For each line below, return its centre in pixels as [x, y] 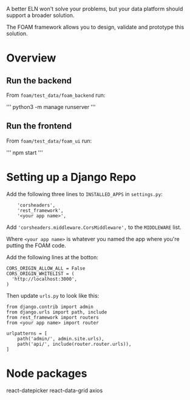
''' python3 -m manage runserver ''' [51, 107]
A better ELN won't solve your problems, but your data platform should [95, 9]
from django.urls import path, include [57, 312]
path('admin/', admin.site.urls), [61, 339]
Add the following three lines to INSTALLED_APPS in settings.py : [84, 194]
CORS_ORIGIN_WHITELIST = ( [40, 273]
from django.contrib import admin [50, 307]
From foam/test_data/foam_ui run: [49, 141]
